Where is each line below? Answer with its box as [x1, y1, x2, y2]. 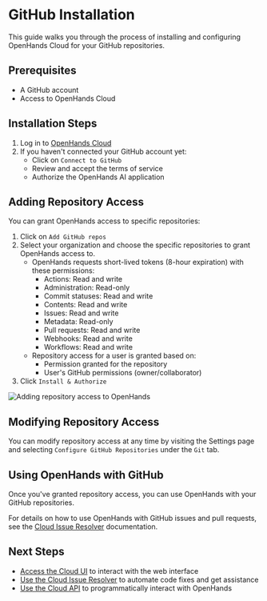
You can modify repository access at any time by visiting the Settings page [8, 436, 255, 446]
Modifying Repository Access [8, 415, 160, 429]
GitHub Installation [8, 6, 136, 24]
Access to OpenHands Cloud [19, 94, 116, 103]
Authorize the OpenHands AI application [31, 172, 165, 182]
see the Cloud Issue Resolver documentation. [8, 522, 158, 531]
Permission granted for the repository [43, 359, 168, 369]
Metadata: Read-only [43, 317, 114, 327]
